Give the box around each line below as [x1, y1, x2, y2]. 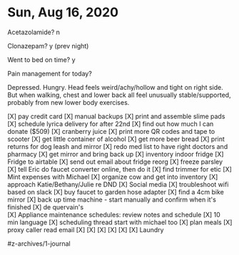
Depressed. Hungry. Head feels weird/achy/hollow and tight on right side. [7, 83, 223, 91]
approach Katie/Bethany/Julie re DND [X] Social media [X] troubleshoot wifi [7, 179, 229, 189]
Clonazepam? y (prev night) [7, 41, 89, 50]
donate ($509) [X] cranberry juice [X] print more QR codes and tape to [7, 127, 215, 135]
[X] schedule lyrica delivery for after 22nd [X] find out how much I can [7, 119, 214, 128]
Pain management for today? [7, 69, 93, 78]
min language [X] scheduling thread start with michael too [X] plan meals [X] [7, 218, 233, 227]
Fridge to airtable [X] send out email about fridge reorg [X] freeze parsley [7, 157, 223, 166]
